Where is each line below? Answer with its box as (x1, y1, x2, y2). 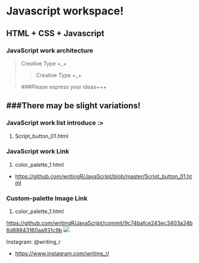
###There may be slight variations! (6, 101, 141, 111)
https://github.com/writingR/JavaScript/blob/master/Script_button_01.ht (14, 173, 192, 180)
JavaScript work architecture (6, 46, 93, 55)
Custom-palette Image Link (6, 194, 88, 202)
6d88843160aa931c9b (6, 227, 63, 234)
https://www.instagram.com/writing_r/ (14, 250, 109, 257)
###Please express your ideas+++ (20, 83, 107, 90)
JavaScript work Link (6, 147, 69, 156)
